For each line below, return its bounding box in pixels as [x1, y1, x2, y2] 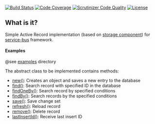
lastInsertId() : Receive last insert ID [12, 114, 83, 120]
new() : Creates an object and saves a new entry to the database [12, 78, 141, 84]
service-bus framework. [5, 36, 53, 42]
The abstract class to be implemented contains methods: [5, 68, 119, 74]
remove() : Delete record [12, 108, 60, 114]
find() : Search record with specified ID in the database [12, 83, 121, 89]
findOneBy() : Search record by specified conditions [12, 88, 116, 94]
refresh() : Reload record [12, 104, 61, 109]
